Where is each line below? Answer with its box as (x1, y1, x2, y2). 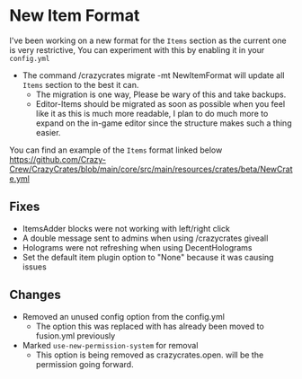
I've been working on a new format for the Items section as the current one (9, 35, 287, 46)
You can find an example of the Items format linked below (9, 145, 223, 155)
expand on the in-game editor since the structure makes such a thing (35, 118, 292, 128)
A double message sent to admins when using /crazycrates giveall (22, 233, 269, 243)
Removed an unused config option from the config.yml (22, 311, 225, 322)
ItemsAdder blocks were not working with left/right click (22, 223, 231, 234)
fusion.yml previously (35, 330, 116, 341)
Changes (9, 287, 61, 303)
